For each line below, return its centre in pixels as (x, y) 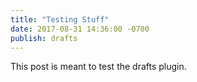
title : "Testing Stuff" (60, 19)
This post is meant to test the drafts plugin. (98, 67)
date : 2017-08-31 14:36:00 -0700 (80, 29)
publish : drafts (44, 38)
